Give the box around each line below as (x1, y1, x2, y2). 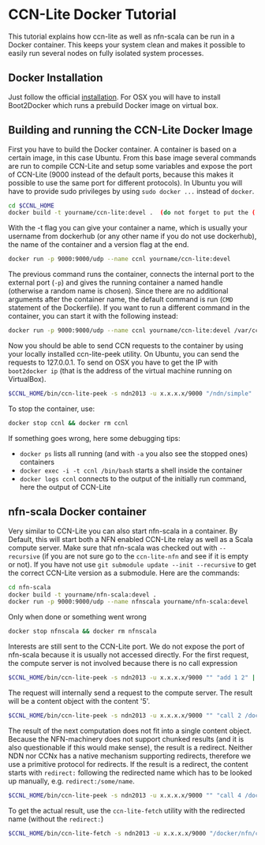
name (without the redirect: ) (8, 814, 104, 824)
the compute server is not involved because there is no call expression (8, 659, 238, 668)
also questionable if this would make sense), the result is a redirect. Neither (8, 742, 253, 752)
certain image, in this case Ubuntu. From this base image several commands (8, 152, 256, 163)
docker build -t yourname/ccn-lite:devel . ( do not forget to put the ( (8, 209, 256, 217)
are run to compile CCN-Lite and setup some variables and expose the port (8, 161, 252, 170)
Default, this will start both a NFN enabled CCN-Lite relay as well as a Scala (8, 534, 254, 544)
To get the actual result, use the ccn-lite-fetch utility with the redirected (8, 806, 246, 815)
